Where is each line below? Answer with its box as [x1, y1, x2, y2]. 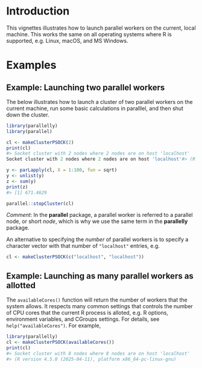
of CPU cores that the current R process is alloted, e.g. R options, [6, 309, 169, 317]
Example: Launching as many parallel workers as [6, 271, 194, 281]
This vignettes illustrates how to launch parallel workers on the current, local [6, 24, 196, 31]
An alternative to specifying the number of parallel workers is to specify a [6, 236, 189, 243]
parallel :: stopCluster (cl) [6, 201, 74, 207]
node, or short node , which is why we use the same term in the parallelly [6, 218, 188, 225]
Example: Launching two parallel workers [6, 82, 165, 92]
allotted [6, 280, 36, 291]
